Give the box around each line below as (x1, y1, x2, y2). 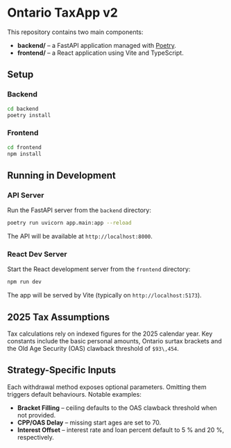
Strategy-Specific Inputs (7, 364, 117, 376)
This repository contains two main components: (7, 28, 144, 36)
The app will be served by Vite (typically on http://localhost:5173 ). (7, 291, 203, 300)
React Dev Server (7, 249, 67, 259)
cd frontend (7, 144, 42, 150)
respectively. (17, 433, 54, 441)
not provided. (17, 411, 56, 419)
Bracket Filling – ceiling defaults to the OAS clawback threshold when (17, 404, 217, 412)
